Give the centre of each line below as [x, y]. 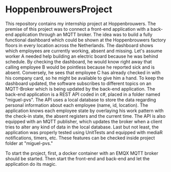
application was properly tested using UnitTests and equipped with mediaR [84, 132]
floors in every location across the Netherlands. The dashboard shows [79, 45]
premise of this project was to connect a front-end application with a [77, 29]
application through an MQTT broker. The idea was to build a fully [83, 34]
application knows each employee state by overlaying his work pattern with [84, 111]
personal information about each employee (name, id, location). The [77, 105]
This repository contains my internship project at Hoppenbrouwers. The [81, 24]
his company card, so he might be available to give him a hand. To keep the [85, 78]
